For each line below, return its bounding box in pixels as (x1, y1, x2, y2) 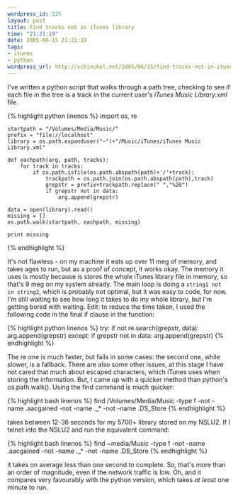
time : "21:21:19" (7, 30, 59, 38)
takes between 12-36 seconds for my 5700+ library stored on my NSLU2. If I (7, 417, 230, 426)
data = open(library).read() (7, 206, 93, 213)
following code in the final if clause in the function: (7, 310, 154, 318)
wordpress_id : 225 (7, 10, 62, 18)
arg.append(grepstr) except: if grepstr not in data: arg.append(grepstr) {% (7, 331, 225, 339)
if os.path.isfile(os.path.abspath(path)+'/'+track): (33, 168, 195, 176)
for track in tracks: (20, 163, 84, 170)
